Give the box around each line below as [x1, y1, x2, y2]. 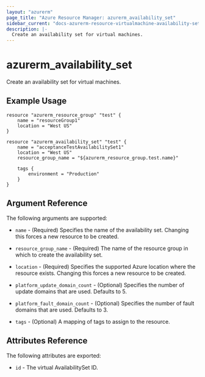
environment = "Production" [28, 170, 99, 177]
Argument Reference [6, 198, 88, 208]
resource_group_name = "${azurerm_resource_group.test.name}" [17, 155, 179, 161]
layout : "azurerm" [6, 9, 53, 15]
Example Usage [6, 96, 67, 106]
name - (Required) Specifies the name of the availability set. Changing [15, 226, 189, 233]
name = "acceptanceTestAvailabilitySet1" [17, 144, 124, 150]
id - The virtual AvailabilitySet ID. [15, 364, 99, 371]
